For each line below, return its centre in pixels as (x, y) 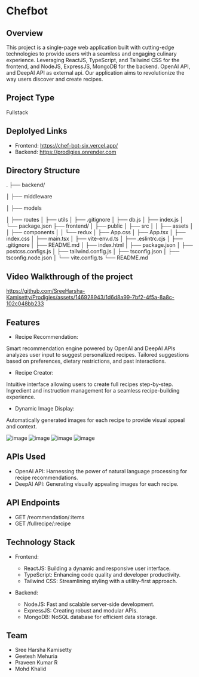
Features (23, 322)
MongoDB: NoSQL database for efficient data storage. (90, 617)
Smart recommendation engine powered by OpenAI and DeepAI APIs (91, 348)
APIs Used (26, 457)
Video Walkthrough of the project (70, 276)
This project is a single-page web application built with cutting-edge (90, 47)
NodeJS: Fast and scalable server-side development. (89, 604)
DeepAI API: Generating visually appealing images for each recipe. (97, 484)
